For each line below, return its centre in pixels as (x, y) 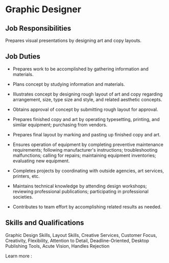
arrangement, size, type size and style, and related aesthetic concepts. (87, 99)
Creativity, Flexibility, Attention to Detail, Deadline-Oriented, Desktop (77, 241)
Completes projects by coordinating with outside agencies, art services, (88, 171)
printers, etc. (26, 176)
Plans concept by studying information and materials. (69, 84)
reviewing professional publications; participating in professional (81, 191)
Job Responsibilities (38, 28)
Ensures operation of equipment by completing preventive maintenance (88, 145)
